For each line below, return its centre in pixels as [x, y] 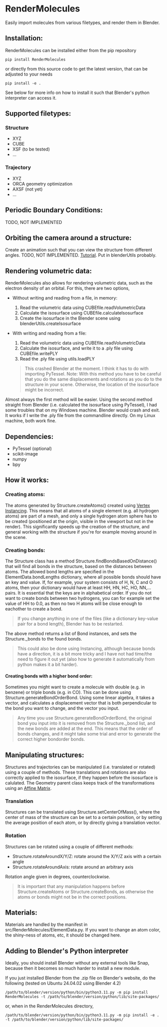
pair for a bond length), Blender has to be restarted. [70, 623]
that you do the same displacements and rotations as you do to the [93, 379]
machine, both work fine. [31, 421]
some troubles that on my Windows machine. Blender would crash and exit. [83, 410]
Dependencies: [29, 436]
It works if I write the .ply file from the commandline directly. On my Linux [80, 415]
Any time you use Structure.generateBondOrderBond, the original [84, 718]
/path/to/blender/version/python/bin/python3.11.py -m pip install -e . [82, 1015]
